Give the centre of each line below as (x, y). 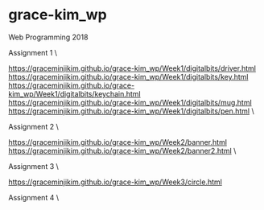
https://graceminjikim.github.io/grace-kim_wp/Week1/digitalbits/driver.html (132, 68)
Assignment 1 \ (33, 52)
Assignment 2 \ (33, 126)
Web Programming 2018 (48, 37)
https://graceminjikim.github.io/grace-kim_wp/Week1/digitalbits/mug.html (130, 102)
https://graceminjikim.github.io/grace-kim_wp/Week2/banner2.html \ (122, 150)
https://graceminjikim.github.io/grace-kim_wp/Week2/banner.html (118, 142)
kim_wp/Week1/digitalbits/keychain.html (74, 93)
